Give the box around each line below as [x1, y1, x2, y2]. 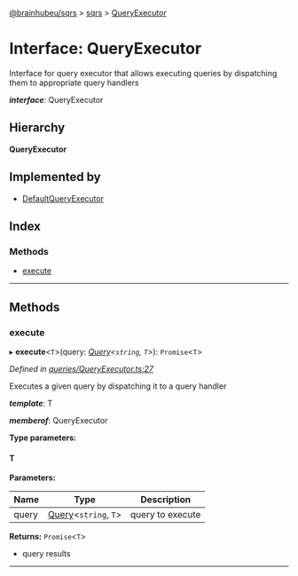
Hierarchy [9, 120, 66, 136]
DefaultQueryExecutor [21, 193, 105, 203]
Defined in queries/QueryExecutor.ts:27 [9, 363, 153, 374]
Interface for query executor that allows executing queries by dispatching [9, 67, 278, 78]
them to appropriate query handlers [9, 77, 139, 88]
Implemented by [9, 170, 101, 185]
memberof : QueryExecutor [9, 414, 108, 425]
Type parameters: [9, 432, 77, 443]
